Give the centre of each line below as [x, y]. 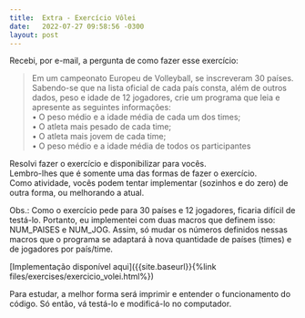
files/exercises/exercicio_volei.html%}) [82, 277]
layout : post [34, 35]
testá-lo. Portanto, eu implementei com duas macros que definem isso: [142, 221]
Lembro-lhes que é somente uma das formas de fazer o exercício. [133, 173]
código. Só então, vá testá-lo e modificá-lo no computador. [121, 304]
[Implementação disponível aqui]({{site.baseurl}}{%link [113, 267]
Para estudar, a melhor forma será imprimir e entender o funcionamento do [150, 294]
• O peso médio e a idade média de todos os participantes [141, 146]
